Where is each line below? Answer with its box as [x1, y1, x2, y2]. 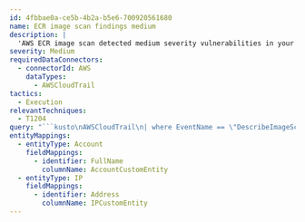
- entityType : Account [17, 140, 103, 149]
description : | [9, 30, 67, 39]
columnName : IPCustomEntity [42, 198, 148, 208]
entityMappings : [9, 131, 71, 140]
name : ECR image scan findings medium [9, 22, 156, 31]
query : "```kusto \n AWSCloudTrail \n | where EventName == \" [9, 123, 238, 132]
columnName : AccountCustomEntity [42, 165, 169, 174]
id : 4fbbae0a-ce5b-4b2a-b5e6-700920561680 [9, 13, 172, 23]
